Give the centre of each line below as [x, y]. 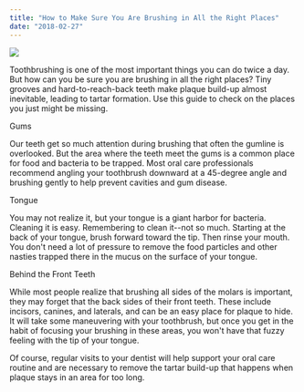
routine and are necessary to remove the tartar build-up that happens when [152, 367]
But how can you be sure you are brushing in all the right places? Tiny [141, 79]
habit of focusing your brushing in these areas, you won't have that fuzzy [147, 330]
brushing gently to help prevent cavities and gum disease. [119, 182]
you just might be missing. [59, 108]
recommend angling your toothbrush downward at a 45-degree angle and [148, 172]
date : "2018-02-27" [47, 26]
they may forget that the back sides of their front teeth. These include [141, 301]
